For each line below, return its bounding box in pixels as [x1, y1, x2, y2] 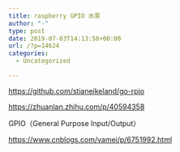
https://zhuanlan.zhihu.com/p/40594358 [8, 102, 145, 112]
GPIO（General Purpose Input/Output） [8, 118, 141, 128]
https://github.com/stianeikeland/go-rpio [8, 86, 144, 95]
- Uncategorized [15, 57, 71, 65]
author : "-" [8, 19, 49, 27]
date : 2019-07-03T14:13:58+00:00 [8, 34, 122, 43]
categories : [8, 49, 49, 57]
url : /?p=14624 [8, 42, 60, 50]
